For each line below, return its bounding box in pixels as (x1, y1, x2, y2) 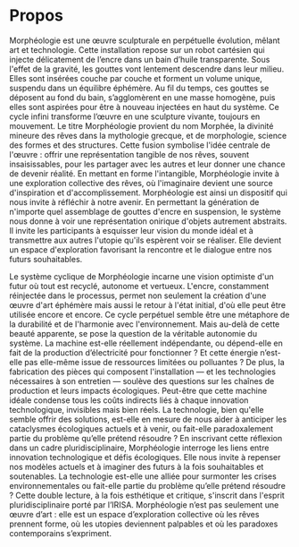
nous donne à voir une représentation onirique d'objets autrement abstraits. (9, 216, 287, 226)
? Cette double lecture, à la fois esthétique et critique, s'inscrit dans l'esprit (9, 490, 286, 500)
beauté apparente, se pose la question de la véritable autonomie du (9, 328, 257, 338)
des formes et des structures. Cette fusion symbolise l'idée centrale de (9, 140, 270, 150)
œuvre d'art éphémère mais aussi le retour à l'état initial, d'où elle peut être (9, 299, 287, 310)
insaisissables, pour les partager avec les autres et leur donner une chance (9, 158, 286, 169)
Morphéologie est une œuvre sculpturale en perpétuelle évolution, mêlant (9, 35, 280, 46)
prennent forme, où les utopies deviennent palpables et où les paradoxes (9, 518, 278, 529)
